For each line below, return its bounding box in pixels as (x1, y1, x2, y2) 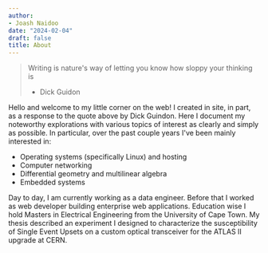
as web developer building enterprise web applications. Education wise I (8, 201, 246, 211)
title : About (8, 42, 52, 49)
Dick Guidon (39, 87, 81, 97)
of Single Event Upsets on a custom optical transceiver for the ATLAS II (8, 227, 242, 236)
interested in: (8, 136, 52, 146)
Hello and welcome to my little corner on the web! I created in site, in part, (8, 103, 251, 113)
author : (8, 11, 34, 20)
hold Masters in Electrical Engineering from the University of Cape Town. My (8, 210, 260, 219)
